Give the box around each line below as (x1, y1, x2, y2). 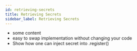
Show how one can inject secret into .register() (12, 41, 109, 47)
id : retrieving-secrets (5, 7, 55, 12)
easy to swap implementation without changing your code (12, 35, 132, 41)
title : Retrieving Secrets (5, 12, 61, 17)
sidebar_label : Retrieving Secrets (5, 16, 79, 21)
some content (12, 30, 41, 36)
